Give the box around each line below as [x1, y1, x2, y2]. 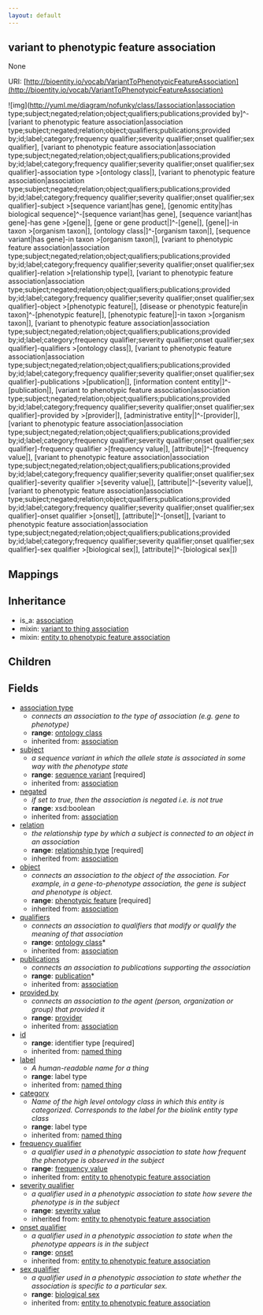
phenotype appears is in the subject [31, 1239, 149, 1249]
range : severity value [31, 1205, 101, 1215]
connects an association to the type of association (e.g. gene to [31, 711, 240, 720]
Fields [8, 682, 39, 695]
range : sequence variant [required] [31, 770, 146, 779]
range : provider [31, 1013, 83, 1022]
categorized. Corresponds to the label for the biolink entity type [31, 1105, 239, 1115]
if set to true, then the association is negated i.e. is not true [31, 794, 224, 805]
